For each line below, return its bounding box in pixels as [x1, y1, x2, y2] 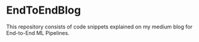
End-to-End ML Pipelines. [6, 29, 70, 36]
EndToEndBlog [6, 4, 81, 17]
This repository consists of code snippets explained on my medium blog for [6, 23, 193, 30]
